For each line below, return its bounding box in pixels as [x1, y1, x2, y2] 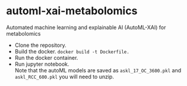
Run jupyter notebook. [14, 60, 69, 68]
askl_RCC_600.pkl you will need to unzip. [14, 73, 115, 80]
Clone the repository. [14, 42, 66, 49]
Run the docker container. [14, 54, 78, 61]
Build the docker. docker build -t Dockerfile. [14, 47, 129, 55]
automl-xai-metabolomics [6, 4, 138, 18]
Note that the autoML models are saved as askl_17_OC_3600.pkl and [14, 66, 182, 74]
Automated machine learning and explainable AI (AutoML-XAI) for [6, 24, 166, 31]
